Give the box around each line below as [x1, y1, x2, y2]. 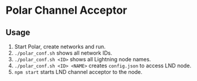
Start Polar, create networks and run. [14, 43, 106, 50]
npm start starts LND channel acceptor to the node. [14, 68, 142, 75]
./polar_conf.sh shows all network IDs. [14, 49, 112, 57]
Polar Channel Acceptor [5, 4, 127, 17]
